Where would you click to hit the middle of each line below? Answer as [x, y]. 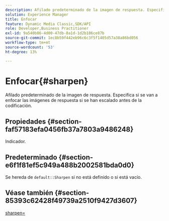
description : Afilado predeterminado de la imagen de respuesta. [75, 10]
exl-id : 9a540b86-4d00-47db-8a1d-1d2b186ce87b [55, 33]
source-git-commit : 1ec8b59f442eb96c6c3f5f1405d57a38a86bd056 [72, 38]
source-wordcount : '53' [30, 47]
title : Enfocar [21, 19]
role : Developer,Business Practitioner [47, 29]
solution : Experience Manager [37, 15]
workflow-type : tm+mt [28, 43]
